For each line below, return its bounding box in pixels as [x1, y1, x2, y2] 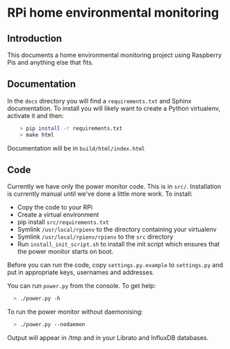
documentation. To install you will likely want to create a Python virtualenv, [7, 104, 221, 112]
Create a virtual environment [17, 210, 99, 219]
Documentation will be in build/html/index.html [7, 144, 145, 152]
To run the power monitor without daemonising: [7, 307, 144, 316]
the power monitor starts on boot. [17, 248, 114, 256]
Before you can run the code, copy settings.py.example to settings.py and [7, 261, 224, 269]
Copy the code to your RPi [17, 203, 93, 212]
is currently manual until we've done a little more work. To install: [7, 189, 193, 198]
